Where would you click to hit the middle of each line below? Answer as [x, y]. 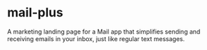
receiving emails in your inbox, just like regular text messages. [96, 38]
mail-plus [35, 13]
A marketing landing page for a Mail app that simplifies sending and [104, 32]
